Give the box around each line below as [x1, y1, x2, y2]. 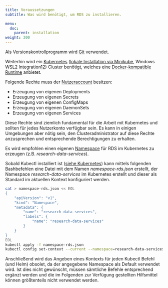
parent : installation [14, 31, 59, 36]
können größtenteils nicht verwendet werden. [5, 277, 99, 283]
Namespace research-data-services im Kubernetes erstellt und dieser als [5, 171, 157, 177]
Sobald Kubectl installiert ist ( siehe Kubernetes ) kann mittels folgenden [5, 161, 151, 166]
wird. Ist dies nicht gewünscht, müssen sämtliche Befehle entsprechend [5, 266, 153, 272]
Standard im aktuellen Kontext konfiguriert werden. [5, 177, 110, 182]
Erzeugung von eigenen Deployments [12, 89, 90, 94]
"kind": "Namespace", [14, 200, 59, 205]
